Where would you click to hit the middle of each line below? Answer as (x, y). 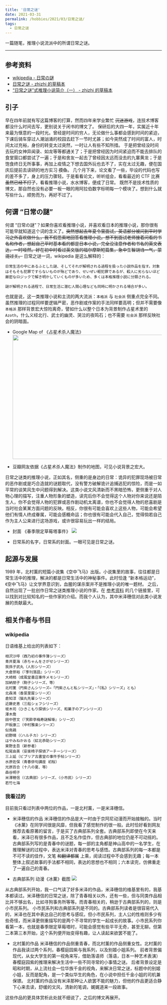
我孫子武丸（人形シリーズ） (29, 667)
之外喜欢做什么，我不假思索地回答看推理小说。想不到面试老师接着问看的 (83, 237)
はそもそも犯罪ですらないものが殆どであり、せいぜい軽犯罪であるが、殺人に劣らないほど (83, 271)
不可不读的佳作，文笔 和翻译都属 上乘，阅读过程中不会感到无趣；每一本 (85, 856)
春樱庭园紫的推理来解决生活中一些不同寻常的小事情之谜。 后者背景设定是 (87, 962)
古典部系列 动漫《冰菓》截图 (41, 879)
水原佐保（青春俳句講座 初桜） (32, 762)
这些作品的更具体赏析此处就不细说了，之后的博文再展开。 (64, 998)
